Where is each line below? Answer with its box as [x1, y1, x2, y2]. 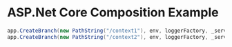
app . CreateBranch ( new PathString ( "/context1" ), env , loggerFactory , [7, 27, 209, 34]
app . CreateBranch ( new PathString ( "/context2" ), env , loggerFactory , [7, 33, 209, 40]
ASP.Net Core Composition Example [7, 5, 219, 20]
